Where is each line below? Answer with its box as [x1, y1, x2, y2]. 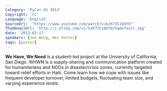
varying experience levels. [5, 80, 59, 86]
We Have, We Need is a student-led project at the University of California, [5, 53, 157, 59]
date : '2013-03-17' [5, 30, 46, 35]
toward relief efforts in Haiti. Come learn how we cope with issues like [5, 69, 149, 75]
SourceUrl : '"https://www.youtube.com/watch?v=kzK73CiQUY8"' [5, 21, 135, 26]
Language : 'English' [5, 16, 48, 21]
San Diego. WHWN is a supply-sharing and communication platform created [5, 58, 162, 65]
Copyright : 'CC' [5, 12, 39, 17]
